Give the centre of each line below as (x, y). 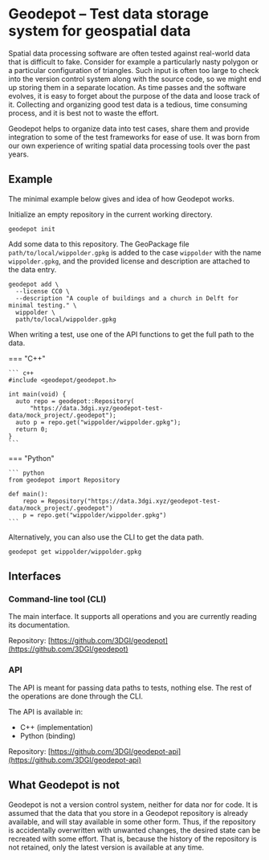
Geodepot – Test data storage (108, 14)
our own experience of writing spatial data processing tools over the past (129, 145)
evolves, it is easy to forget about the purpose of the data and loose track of (134, 96)
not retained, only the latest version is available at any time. (106, 847)
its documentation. (39, 625)
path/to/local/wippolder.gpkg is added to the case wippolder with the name (135, 252)
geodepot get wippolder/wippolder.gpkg (75, 552)
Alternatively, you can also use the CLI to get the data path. (106, 537)
